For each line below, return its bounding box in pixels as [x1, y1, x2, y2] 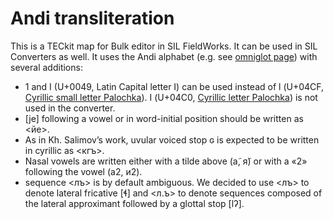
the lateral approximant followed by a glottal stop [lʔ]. [24, 197, 245, 209]
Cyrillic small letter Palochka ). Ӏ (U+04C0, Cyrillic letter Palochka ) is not [24, 91, 318, 103]
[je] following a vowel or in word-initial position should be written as [24, 112, 304, 124]
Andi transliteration [10, 7, 175, 30]
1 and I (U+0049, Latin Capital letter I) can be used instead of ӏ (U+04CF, [24, 80, 325, 92]
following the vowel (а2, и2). [24, 165, 143, 177]
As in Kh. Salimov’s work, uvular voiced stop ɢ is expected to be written [24, 133, 320, 146]
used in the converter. [24, 102, 116, 114]
